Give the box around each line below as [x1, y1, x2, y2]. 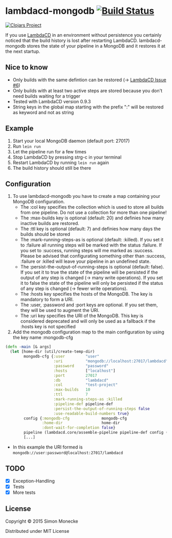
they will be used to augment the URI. [20, 307, 100, 313]
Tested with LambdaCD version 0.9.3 [12, 98, 91, 104]
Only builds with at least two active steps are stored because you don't [12, 87, 163, 94]
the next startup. [5, 48, 40, 54]
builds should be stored [20, 231, 71, 237]
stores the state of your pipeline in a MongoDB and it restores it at [26, 42, 165, 49]
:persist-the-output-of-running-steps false [53, 406, 150, 411]
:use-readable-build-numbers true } [53, 411, 130, 416]
